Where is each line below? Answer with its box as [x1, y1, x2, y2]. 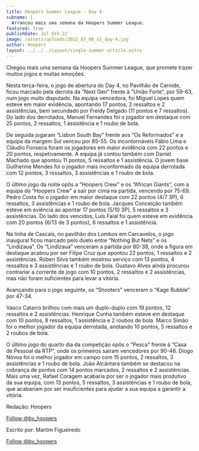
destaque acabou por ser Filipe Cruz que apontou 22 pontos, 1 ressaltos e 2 [6, 249, 192, 256]
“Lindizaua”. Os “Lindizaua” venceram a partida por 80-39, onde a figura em [6, 242, 193, 250]
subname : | [6, 14, 33, 20]
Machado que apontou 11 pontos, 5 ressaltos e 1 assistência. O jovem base [6, 156, 189, 164]
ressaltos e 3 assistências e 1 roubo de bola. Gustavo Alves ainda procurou [6, 262, 189, 269]
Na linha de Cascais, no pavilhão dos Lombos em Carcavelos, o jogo [6, 230, 174, 237]
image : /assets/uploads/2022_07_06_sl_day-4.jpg [6, 36, 129, 42]
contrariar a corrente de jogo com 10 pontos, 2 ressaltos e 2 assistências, [6, 268, 186, 275]
